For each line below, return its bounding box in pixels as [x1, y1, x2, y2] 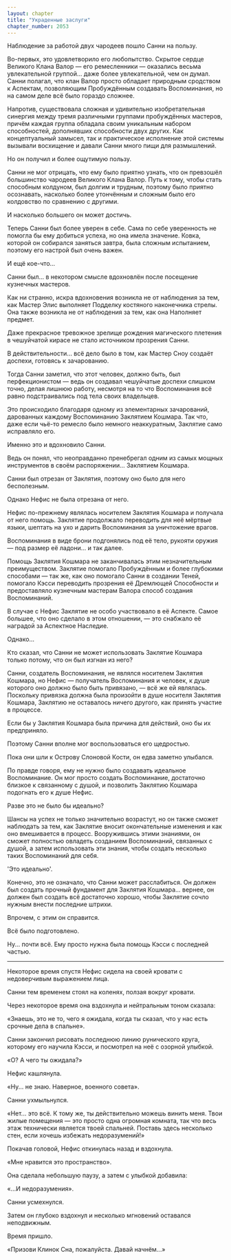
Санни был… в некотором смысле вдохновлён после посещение [7, 273, 198, 281]
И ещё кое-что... [7, 260, 56, 268]
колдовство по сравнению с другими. [7, 198, 119, 206]
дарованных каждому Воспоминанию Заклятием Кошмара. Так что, [7, 412, 208, 421]
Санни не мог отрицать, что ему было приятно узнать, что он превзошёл [7, 168, 222, 176]
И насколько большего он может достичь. [7, 211, 132, 219]
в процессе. [7, 706, 43, 714]
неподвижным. [7, 1219, 52, 1227]
